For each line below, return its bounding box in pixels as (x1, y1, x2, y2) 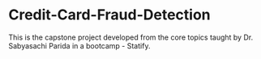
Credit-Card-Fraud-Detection (8, 6, 211, 24)
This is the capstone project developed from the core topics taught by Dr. (8, 32, 254, 42)
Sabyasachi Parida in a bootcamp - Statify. (8, 40, 151, 50)
